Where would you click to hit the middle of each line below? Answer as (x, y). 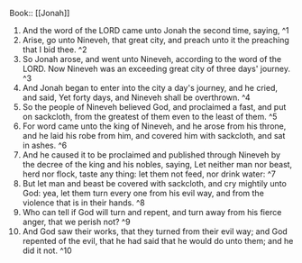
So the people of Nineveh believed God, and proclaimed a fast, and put (154, 107)
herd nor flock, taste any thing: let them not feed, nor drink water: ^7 (149, 174)
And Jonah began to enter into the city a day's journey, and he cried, (150, 88)
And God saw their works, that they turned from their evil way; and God (155, 231)
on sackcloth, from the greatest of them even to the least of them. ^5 (150, 117)
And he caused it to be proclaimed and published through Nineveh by (151, 155)
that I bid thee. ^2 (55, 50)
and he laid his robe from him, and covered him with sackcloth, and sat (154, 136)
